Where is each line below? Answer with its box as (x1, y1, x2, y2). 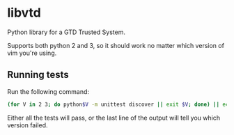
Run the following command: (7, 87, 89, 95)
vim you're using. (7, 49, 57, 57)
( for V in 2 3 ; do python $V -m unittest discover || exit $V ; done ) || (7, 101, 220, 108)
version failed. (7, 120, 48, 129)
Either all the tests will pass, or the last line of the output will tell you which (7, 113, 221, 122)
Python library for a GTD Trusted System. (7, 28, 125, 36)
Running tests (7, 69, 70, 81)
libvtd (7, 5, 42, 21)
